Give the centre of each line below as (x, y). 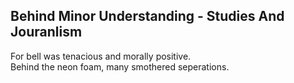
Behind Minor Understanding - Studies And (147, 16)
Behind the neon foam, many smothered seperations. (120, 66)
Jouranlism (46, 32)
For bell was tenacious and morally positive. (101, 56)
